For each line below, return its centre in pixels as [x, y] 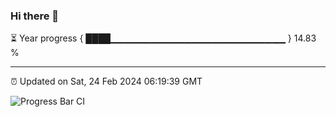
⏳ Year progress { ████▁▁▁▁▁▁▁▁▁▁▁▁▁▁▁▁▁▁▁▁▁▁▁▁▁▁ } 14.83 [163, 38]
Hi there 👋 [35, 16]
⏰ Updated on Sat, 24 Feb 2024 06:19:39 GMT [106, 81]
